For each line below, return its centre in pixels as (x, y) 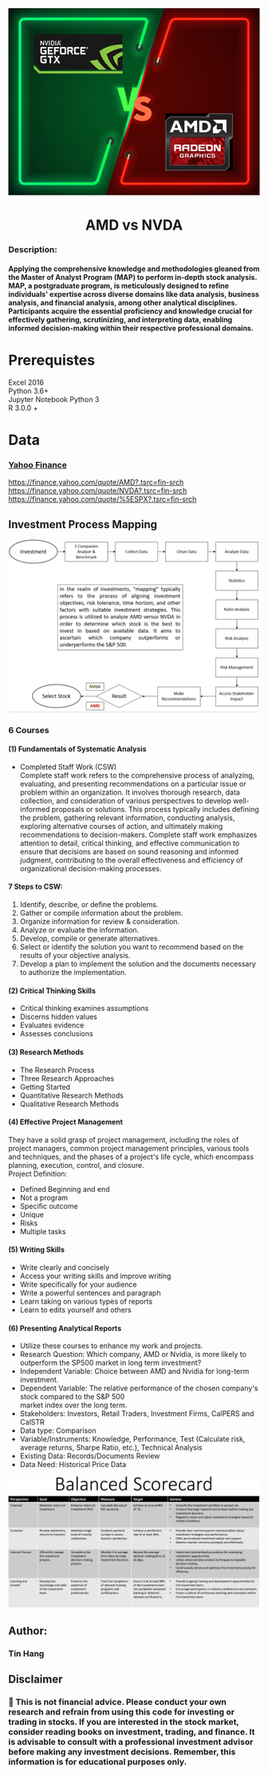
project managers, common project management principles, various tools (129, 1148)
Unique (32, 1214)
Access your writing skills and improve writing (95, 1276)
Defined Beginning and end (65, 1189)
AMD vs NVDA (134, 225)
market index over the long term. (73, 1405)
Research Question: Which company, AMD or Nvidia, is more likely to (133, 1355)
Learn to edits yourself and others (75, 1310)
